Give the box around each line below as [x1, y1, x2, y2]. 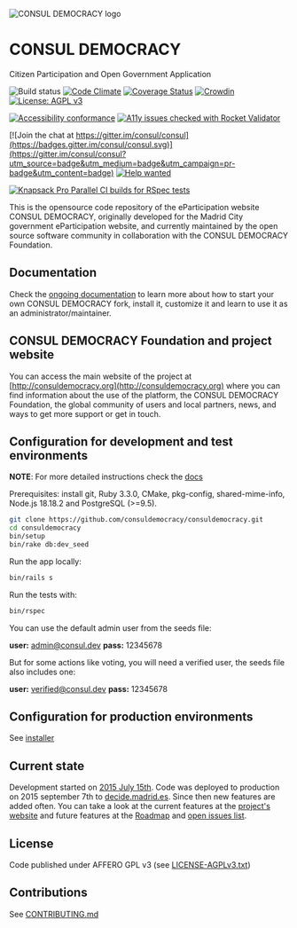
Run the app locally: [9, 555, 82, 567]
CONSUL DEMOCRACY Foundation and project [9, 334, 272, 349]
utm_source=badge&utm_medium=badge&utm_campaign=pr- [9, 158, 236, 169]
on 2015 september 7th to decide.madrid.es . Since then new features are [9, 791, 276, 802]
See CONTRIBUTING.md [9, 908, 99, 919]
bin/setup [9, 532, 46, 541]
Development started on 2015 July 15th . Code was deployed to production [9, 782, 280, 793]
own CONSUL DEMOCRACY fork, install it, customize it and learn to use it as [9, 298, 288, 309]
